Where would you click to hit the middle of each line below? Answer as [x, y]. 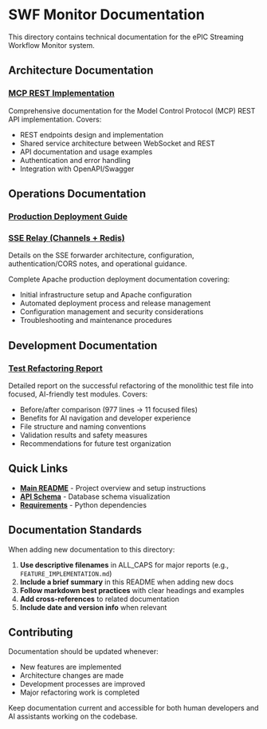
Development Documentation [83, 345]
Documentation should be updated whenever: [83, 651]
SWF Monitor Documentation [106, 15]
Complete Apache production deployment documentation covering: [119, 279]
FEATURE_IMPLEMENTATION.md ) [66, 573]
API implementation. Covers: [55, 119]
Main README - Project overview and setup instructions [113, 488]
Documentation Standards [75, 530]
